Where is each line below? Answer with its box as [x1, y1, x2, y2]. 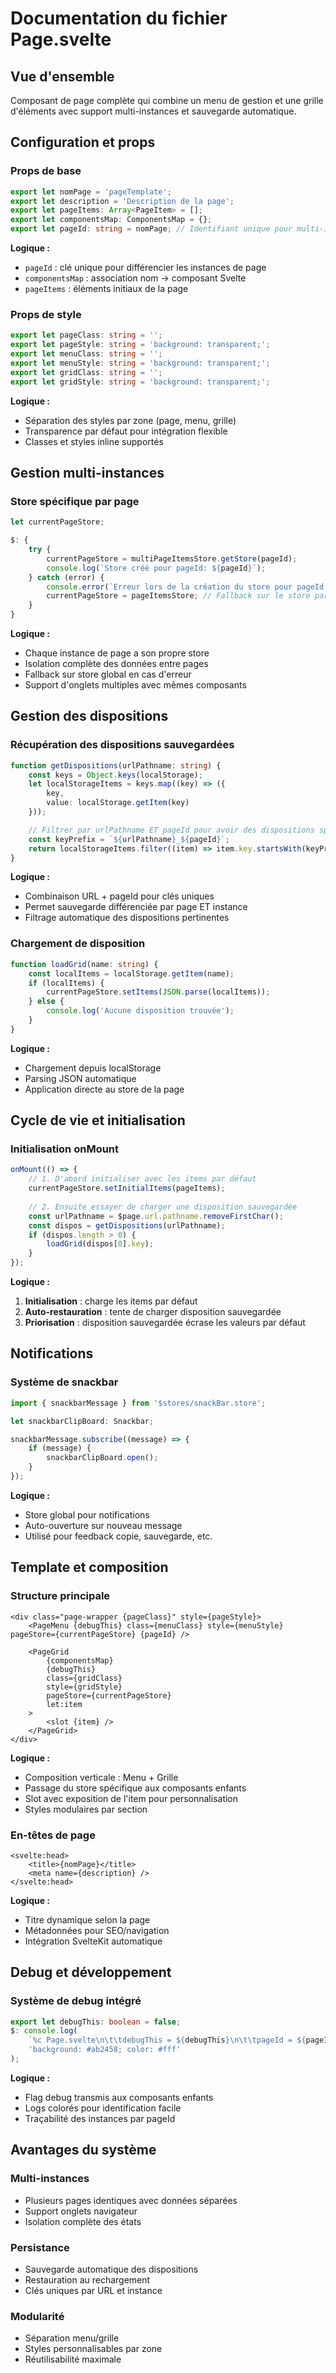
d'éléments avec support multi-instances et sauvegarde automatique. [10, 105, 297, 117]
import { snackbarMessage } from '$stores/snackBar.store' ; [10, 1398, 267, 1408]
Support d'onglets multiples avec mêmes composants [24, 679, 247, 691]
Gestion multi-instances [10, 465, 165, 481]
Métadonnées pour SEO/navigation [24, 1924, 170, 1936]
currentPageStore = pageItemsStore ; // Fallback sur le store [46, 591, 311, 601]
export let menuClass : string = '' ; [10, 349, 163, 359]
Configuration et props [10, 134, 156, 151]
